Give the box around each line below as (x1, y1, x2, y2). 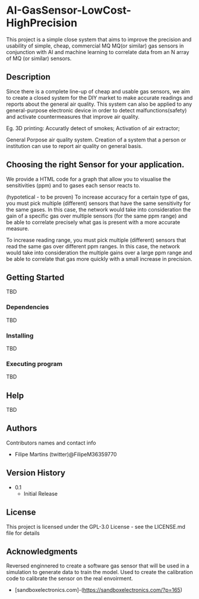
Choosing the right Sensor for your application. (6, 160, 185, 170)
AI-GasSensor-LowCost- (6, 4, 132, 17)
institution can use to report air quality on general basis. (6, 142, 143, 149)
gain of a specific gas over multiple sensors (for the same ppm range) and (6, 212, 188, 219)
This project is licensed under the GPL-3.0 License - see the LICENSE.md (6, 523, 186, 530)
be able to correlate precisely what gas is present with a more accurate (6, 218, 181, 226)
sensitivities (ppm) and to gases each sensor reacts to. (6, 182, 141, 189)
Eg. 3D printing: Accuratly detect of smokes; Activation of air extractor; (6, 124, 180, 131)
